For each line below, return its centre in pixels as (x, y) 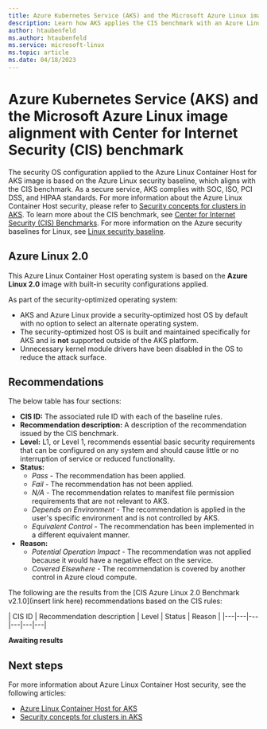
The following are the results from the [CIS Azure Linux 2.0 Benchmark (124, 593)
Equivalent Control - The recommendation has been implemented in (143, 527)
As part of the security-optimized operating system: (93, 299)
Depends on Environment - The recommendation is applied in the (138, 509)
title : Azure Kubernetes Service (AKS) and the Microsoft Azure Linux (128, 16)
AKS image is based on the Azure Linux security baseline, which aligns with (132, 181)
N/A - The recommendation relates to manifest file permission (133, 493)
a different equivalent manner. (81, 535)
